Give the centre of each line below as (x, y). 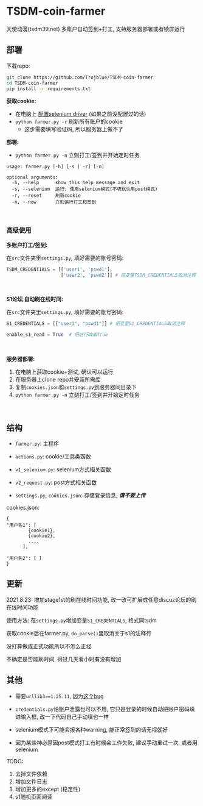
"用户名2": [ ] (24, 558)
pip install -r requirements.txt (49, 89)
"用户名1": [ (21, 525)
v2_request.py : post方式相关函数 (56, 482)
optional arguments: (33, 177)
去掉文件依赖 (31, 774)
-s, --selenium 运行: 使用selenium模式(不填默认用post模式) (85, 189)
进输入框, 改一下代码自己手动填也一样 (62, 716)
